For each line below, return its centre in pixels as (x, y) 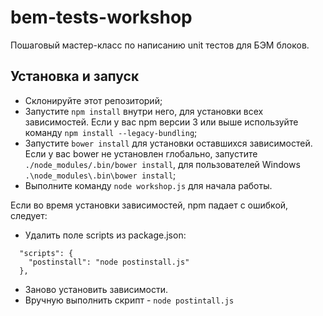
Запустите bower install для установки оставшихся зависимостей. (168, 143)
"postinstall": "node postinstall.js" (109, 262)
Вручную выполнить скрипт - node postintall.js (129, 300)
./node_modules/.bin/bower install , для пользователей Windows (162, 164)
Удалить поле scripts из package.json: (105, 235)
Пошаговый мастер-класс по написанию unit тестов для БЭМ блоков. (160, 45)
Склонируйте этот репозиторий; (93, 100)
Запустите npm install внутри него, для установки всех (144, 111)
